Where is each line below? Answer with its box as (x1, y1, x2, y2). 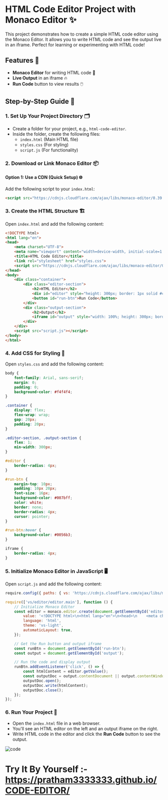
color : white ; (14, 500, 43, 505)
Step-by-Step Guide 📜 (5, 97, 75, 106)
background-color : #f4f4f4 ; (14, 389, 72, 394)
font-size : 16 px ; (14, 491, 50, 496)
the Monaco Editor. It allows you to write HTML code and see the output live (5, 36, 161, 42)
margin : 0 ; (14, 380, 37, 385)
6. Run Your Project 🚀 (5, 709, 57, 716)
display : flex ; (14, 408, 46, 413)
